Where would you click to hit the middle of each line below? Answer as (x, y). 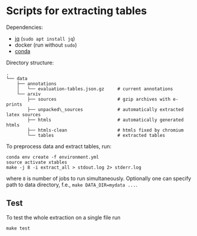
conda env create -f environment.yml (53, 157)
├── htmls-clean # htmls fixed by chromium (106, 130)
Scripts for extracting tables (77, 11)
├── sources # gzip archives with (99, 99)
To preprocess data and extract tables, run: (59, 146)
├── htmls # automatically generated (106, 120)
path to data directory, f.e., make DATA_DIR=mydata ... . (72, 185)
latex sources (24, 114)
